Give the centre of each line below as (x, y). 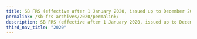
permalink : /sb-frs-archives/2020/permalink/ (62, 17)
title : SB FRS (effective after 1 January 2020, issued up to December (95, 11)
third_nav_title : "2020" (36, 27)
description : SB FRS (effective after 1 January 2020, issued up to (91, 22)
